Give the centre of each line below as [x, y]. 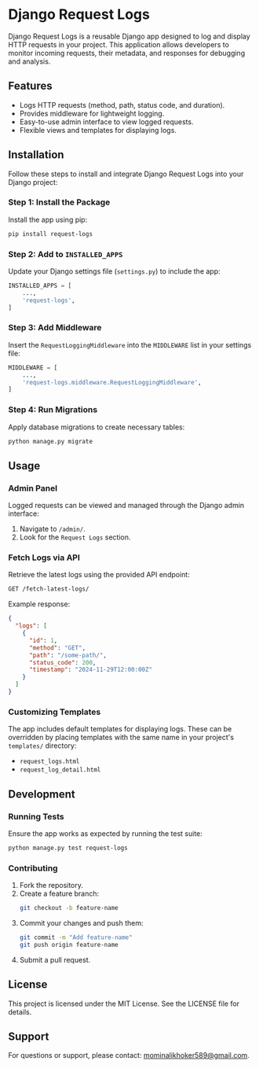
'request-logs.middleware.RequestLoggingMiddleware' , [112, 382]
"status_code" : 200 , [62, 662]
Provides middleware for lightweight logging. [92, 113]
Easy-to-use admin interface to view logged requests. [106, 122]
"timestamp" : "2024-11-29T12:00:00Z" [91, 670]
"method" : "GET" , [57, 648]
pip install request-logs [50, 234]
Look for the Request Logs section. [75, 537]
